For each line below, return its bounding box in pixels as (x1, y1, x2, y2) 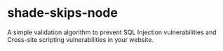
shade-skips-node (7, 5, 118, 21)
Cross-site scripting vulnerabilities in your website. (7, 35, 154, 43)
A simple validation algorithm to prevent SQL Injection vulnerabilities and (7, 28, 217, 36)
